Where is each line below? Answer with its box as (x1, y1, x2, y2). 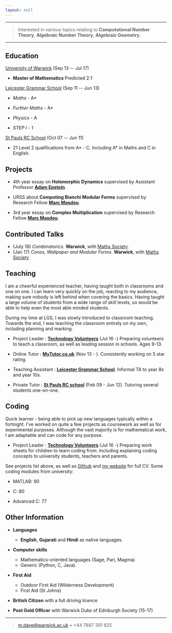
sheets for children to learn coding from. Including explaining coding (12, 447, 157, 453)
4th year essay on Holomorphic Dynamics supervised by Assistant (12, 179, 155, 185)
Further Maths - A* (12, 105, 54, 111)
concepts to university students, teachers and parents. (12, 453, 128, 459)
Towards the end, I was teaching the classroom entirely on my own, (5, 320, 147, 326)
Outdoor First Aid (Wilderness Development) (20, 582, 114, 588)
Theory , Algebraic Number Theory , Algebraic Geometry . (17, 32, 141, 38)
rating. (12, 356, 27, 362)
